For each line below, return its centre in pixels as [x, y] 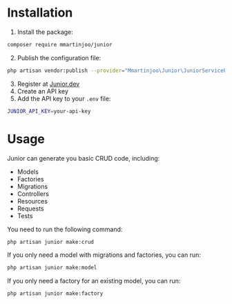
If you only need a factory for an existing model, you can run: [94, 281]
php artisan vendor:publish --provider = [66, 71]
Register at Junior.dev [48, 84]
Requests [30, 208]
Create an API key [43, 91]
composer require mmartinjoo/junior [60, 44]
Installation [40, 13]
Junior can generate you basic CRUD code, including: [84, 158]
